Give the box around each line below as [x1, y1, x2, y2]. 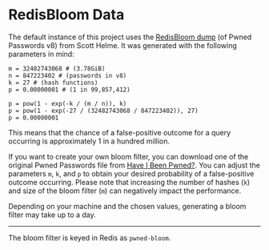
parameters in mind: [8, 49, 74, 58]
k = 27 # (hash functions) [8, 79, 98, 87]
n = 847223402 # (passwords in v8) [8, 71, 127, 79]
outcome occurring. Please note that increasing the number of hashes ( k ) [8, 177, 251, 187]
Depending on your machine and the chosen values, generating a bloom [8, 201, 247, 211]
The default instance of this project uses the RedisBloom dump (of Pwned [8, 32, 252, 42]
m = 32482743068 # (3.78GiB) [8, 64, 106, 73]
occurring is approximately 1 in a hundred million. [8, 136, 171, 146]
